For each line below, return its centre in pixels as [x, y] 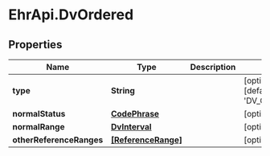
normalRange [39, 127]
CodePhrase [135, 114]
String [123, 90]
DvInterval [131, 127]
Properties [35, 45]
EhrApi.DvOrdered [71, 15]
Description [213, 67]
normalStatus [39, 114]
